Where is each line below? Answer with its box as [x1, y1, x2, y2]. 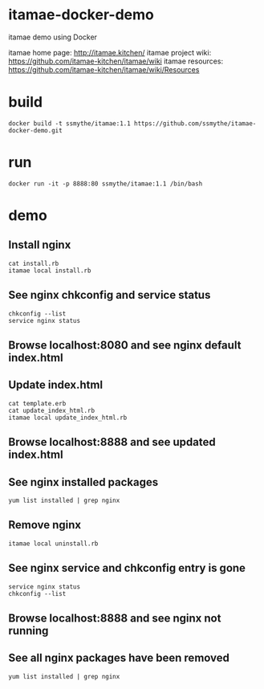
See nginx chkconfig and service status [8, 288, 211, 302]
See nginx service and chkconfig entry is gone [8, 561, 246, 575]
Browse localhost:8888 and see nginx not [8, 612, 221, 626]
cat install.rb [8, 259, 59, 267]
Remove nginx [8, 518, 82, 532]
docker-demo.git [8, 126, 63, 134]
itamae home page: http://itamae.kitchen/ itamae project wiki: [8, 47, 212, 57]
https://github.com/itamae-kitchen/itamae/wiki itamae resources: [8, 56, 223, 66]
